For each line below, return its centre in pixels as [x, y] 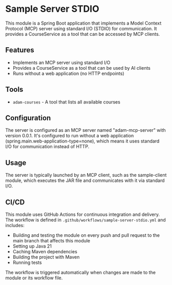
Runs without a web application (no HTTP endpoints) [68, 73]
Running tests [27, 262]
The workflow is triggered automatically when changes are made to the [81, 272]
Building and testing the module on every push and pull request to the [86, 235]
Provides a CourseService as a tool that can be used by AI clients [82, 68]
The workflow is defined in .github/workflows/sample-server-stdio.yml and [86, 220]
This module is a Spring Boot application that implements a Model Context [83, 23]
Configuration [28, 118]
